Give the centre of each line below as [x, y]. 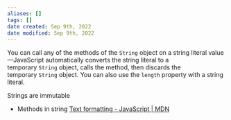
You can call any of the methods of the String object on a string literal [107, 53]
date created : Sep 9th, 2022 [49, 26]
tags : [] [20, 20]
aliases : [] [24, 14]
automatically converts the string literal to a [107, 60]
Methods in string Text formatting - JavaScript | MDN [93, 109]
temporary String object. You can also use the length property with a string [115, 75]
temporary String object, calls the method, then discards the [94, 67]
